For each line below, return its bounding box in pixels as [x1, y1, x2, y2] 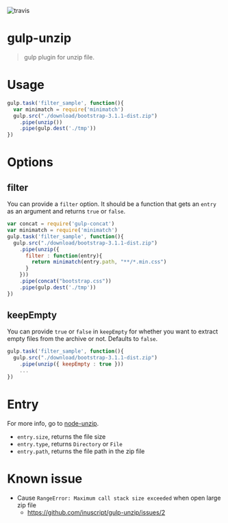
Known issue [7, 471, 83, 486]
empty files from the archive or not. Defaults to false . [7, 335, 158, 343]
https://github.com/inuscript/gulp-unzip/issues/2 [27, 508, 166, 516]
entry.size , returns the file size [16, 432, 106, 441]
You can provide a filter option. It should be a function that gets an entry [7, 200, 217, 208]
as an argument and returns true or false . [7, 207, 126, 216]
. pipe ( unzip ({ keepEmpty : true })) [19, 361, 125, 368]
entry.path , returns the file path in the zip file [16, 447, 145, 455]
